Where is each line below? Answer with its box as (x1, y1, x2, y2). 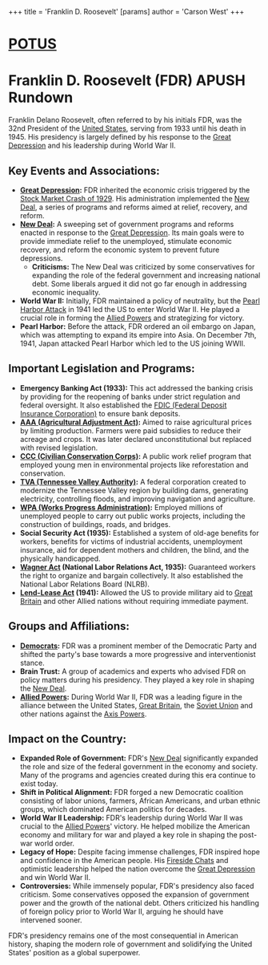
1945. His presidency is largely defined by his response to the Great (8, 132, 232, 142)
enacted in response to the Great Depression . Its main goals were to (19, 228, 245, 237)
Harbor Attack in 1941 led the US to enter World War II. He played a (19, 304, 240, 314)
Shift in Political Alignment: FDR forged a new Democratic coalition (19, 788, 244, 797)
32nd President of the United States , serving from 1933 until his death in (8, 124, 246, 133)
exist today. (19, 779, 58, 789)
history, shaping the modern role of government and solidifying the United (8, 939, 253, 949)
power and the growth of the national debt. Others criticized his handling (19, 898, 260, 908)
